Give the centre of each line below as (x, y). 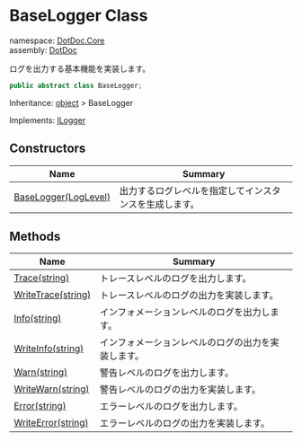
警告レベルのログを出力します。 (167, 373)
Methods (35, 237)
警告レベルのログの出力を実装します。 (180, 390)
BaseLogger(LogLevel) (62, 197)
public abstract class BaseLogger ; (76, 85)
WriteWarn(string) (52, 389)
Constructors (48, 149)
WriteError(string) (51, 423)
